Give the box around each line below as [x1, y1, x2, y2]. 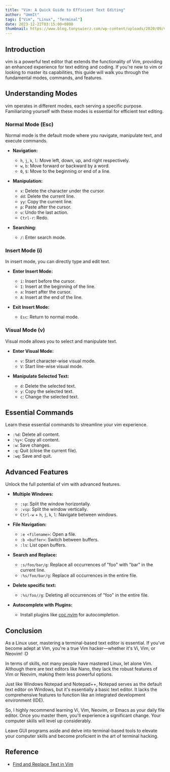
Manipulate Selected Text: [12, 373, 69, 379]
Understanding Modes [5, 89, 77, 98]
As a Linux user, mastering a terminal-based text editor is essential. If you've [5, 640, 165, 646]
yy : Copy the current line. [20, 199, 73, 205]
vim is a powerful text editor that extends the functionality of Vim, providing [5, 58, 163, 64]
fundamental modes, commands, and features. [5, 75, 103, 81]
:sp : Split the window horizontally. [20, 501, 91, 507]
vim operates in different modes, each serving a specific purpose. [5, 102, 143, 109]
